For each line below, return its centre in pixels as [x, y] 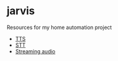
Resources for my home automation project [59, 27]
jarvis [21, 11]
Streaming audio [35, 51]
